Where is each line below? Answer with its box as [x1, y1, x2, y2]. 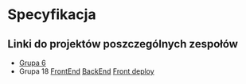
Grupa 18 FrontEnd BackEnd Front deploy [18, 67, 154, 76]
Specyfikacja [7, 6, 96, 24]
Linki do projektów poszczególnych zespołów [7, 37, 238, 51]
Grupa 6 [18, 58, 46, 67]
